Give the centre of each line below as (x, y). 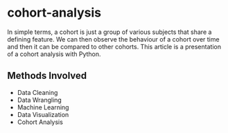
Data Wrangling (40, 100)
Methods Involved (47, 76)
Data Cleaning (37, 92)
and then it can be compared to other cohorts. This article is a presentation (114, 46)
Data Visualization (43, 114)
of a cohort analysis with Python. (54, 54)
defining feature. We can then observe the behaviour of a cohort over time (113, 39)
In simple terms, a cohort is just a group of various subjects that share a (109, 32)
